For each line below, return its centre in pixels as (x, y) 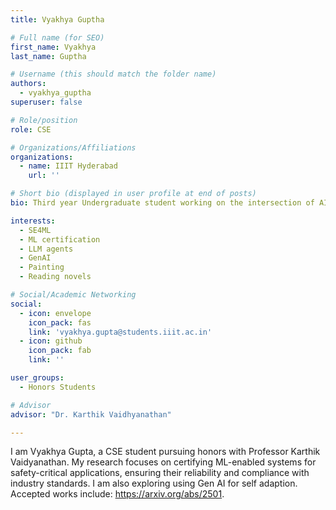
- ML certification (60, 239)
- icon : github (51, 341)
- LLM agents (46, 249)
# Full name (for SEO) (57, 37)
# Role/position (44, 120)
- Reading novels (55, 277)
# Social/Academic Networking (73, 295)
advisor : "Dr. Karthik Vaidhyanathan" (91, 414)
